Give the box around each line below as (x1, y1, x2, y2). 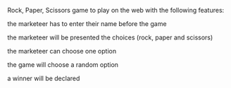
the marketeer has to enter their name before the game (7, 20, 167, 27)
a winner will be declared (7, 74, 80, 82)
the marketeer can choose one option (7, 47, 117, 55)
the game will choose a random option (7, 61, 118, 69)
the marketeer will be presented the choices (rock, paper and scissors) (7, 33, 213, 42)
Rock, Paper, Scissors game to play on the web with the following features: (7, 6, 225, 14)
